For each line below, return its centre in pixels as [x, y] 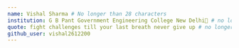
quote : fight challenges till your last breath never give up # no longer [121, 27]
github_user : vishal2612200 [49, 34]
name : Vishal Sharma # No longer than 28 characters [87, 14]
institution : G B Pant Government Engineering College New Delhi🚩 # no [116, 20]
